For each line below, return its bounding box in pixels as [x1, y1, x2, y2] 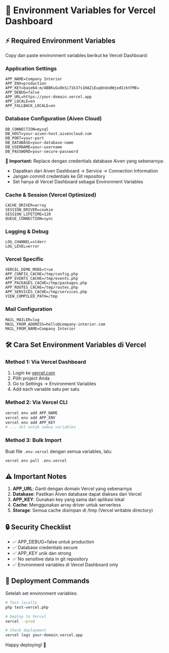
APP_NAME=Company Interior [5, 76, 62, 82]
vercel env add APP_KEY [5, 420, 56, 425]
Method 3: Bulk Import [5, 437, 62, 444]
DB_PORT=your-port [5, 135, 44, 140]
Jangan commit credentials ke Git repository [12, 173, 106, 179]
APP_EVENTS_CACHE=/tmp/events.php [5, 276, 79, 281]
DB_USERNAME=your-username [5, 145, 62, 150]
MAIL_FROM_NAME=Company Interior [5, 326, 76, 331]
